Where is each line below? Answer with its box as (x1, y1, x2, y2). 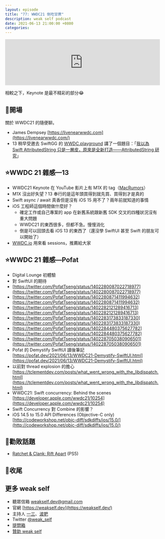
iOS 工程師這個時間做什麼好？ (12, 203, 73, 209)
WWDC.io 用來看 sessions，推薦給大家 (12, 240, 91, 246)
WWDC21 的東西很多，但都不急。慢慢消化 (19, 222, 105, 227)
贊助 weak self (12, 528, 42, 534)
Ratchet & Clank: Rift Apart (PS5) (12, 451, 79, 457)
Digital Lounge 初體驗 (12, 272, 56, 278)
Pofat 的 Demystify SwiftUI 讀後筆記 (12, 347, 85, 353)
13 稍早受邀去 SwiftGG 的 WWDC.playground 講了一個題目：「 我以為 (12, 141, 150, 146)
